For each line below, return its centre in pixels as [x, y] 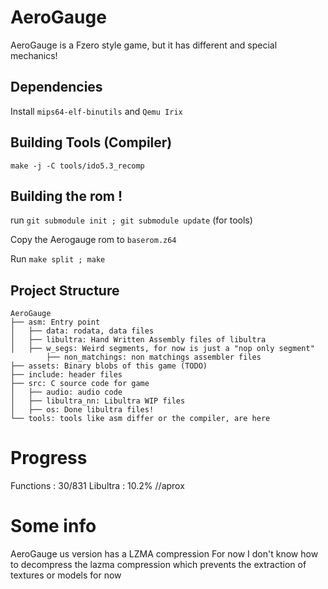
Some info [53, 526]
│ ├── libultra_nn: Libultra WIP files [98, 401]
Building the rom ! [66, 196]
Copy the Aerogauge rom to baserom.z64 [93, 240]
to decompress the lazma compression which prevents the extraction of [158, 565]
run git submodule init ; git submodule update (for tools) [131, 220]
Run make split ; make [58, 259]
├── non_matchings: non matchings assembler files [154, 357]
